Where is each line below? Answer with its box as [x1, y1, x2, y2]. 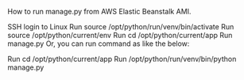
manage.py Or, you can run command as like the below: [7, 39, 190, 48]
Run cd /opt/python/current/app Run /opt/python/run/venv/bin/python [7, 55, 237, 63]
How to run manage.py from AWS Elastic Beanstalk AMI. [7, 7, 192, 16]
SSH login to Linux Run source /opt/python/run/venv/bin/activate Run [7, 22, 234, 31]
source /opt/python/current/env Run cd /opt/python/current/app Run [7, 31, 233, 40]
